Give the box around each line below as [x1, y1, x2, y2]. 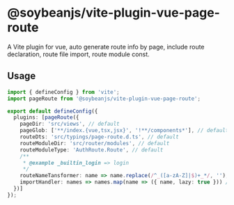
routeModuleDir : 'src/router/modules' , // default [19, 140, 170, 147]
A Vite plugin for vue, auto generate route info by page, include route [7, 42, 205, 51]
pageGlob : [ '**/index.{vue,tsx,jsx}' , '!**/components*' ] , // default [19, 127, 229, 134]
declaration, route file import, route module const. [7, 50, 150, 58]
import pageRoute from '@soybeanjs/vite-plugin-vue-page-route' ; [7, 95, 201, 102]
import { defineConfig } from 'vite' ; [7, 88, 120, 95]
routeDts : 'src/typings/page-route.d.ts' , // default [19, 133, 179, 140]
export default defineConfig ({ [7, 108, 98, 115]
